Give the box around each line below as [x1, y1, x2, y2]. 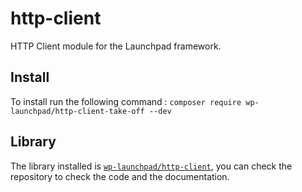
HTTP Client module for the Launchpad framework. [10, 40, 222, 52]
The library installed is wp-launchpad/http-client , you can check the [10, 160, 293, 172]
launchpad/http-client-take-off [10, 106, 145, 116]
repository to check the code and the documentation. [10, 170, 230, 182]
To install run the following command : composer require [10, 95, 242, 107]
